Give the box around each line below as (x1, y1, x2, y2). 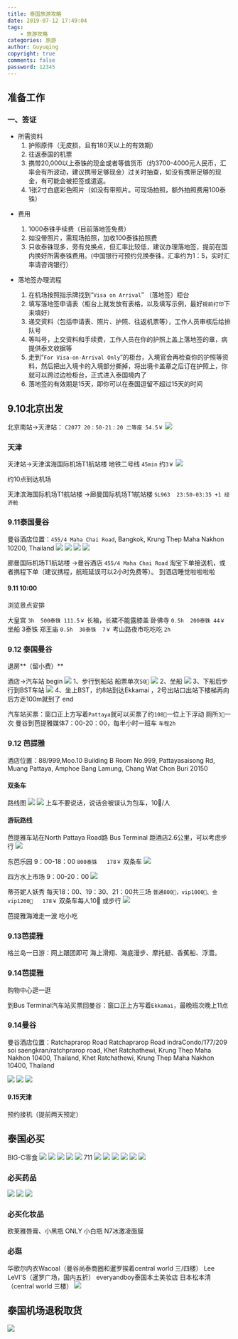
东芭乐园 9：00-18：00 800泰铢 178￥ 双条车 (7, 857, 142, 865)
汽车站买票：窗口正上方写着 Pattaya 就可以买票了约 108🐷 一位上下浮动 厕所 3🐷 (7, 710, 225, 719)
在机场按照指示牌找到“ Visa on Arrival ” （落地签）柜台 (28, 291, 190, 299)
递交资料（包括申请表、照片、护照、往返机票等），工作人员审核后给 (28, 318, 225, 326)
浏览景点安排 (7, 600, 45, 609)
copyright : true (7, 51, 55, 58)
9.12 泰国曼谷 (7, 644, 53, 654)
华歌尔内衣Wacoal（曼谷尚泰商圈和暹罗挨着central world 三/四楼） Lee (7, 1264, 215, 1272)
